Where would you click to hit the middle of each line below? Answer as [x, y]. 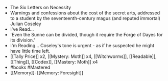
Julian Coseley [26, 24]
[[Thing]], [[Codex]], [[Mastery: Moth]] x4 [54, 62]
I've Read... [22, 29]
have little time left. [30, 51]
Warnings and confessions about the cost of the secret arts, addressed [85, 13]
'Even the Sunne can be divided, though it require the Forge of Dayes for [87, 35]
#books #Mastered [30, 67]
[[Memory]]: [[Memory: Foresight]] [46, 73]
